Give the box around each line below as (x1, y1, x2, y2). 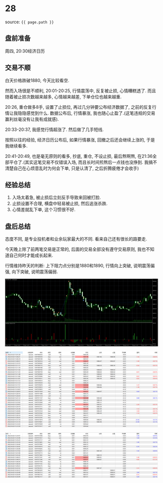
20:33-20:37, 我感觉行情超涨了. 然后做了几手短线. (5, 127, 104, 132)
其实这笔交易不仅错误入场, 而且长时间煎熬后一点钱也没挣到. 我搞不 (25, 159, 158, 165)
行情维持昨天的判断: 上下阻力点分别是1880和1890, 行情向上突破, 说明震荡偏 (5, 263, 155, 269)
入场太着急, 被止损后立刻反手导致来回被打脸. (12, 194, 101, 200)
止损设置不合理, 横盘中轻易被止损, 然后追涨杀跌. (12, 201, 108, 207)
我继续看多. (5, 143, 28, 148)
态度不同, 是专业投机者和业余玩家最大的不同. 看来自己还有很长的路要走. (5, 236, 147, 242)
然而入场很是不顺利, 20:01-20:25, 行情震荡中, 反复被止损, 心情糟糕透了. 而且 (5, 88, 156, 94)
